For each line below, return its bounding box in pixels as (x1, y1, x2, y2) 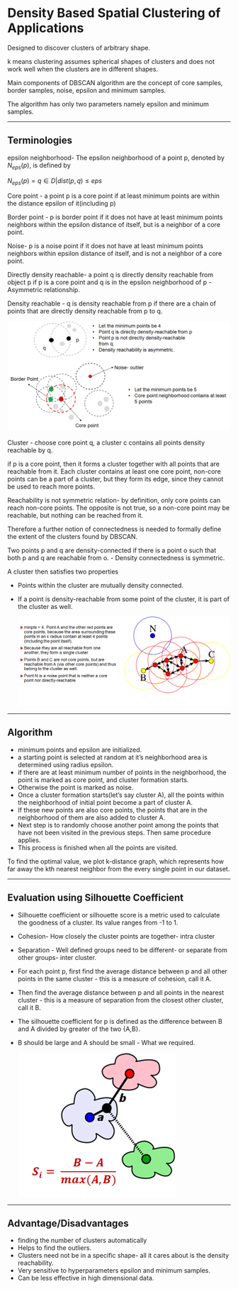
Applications (7, 20, 84, 36)
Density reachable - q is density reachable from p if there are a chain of (7, 299, 216, 308)
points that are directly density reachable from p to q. (7, 307, 163, 316)
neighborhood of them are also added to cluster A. (17, 813, 166, 822)
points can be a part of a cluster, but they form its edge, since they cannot (7, 474, 224, 483)
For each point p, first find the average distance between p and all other (17, 966, 228, 976)
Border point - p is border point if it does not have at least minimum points (7, 213, 223, 221)
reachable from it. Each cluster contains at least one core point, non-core (7, 467, 221, 476)
